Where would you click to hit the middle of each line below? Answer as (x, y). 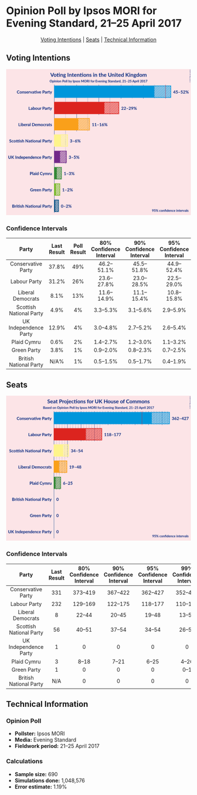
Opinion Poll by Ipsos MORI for (81, 11)
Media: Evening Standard (45, 740)
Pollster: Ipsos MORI (40, 734)
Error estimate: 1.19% (41, 786)
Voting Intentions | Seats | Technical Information (98, 39)
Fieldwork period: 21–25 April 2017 (57, 746)
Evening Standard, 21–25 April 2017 (94, 23)
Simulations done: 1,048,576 (50, 780)
